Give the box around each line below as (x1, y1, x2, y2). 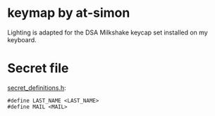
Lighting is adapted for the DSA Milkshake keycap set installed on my (7, 28, 208, 37)
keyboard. (7, 35, 37, 44)
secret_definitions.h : (7, 83, 67, 92)
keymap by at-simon (7, 5, 130, 21)
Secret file (7, 60, 69, 77)
